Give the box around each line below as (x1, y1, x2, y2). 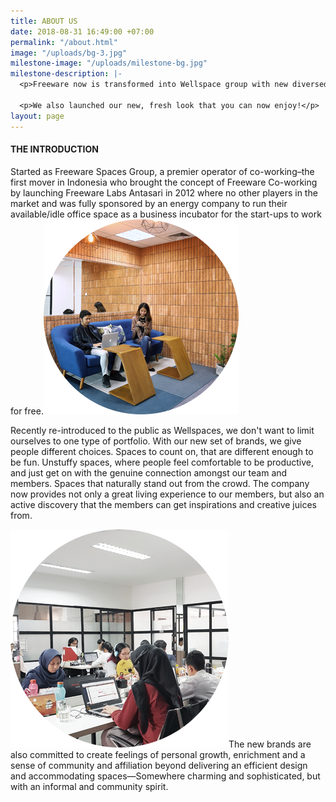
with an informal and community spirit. (10, 780, 169, 792)
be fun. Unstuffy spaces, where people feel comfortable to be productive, (10, 456, 315, 468)
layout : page (10, 111, 65, 121)
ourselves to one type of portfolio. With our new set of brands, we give (10, 435, 302, 447)
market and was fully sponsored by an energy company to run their (10, 197, 288, 209)
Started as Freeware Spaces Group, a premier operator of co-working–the (10, 165, 315, 177)
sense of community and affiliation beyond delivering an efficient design (10, 759, 308, 771)
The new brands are (228, 738, 312, 750)
